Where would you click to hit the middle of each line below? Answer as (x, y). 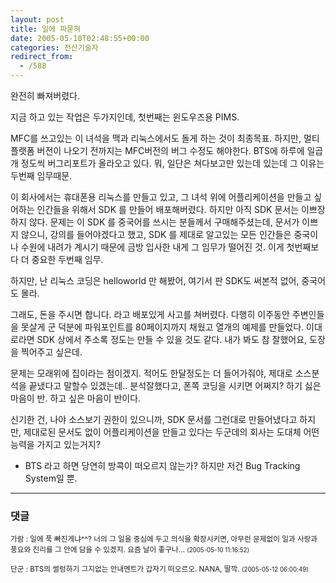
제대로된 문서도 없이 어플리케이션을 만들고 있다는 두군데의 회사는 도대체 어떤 (171, 432)
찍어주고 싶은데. (51, 352)
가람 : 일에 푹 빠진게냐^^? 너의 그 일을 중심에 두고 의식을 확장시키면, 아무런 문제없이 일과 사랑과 (164, 539)
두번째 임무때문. (41, 175)
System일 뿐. (51, 478)
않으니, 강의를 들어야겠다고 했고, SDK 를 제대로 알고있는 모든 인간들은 (156, 234)
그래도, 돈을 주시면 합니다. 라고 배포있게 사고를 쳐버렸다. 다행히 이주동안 (150, 314)
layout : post (37, 19)
